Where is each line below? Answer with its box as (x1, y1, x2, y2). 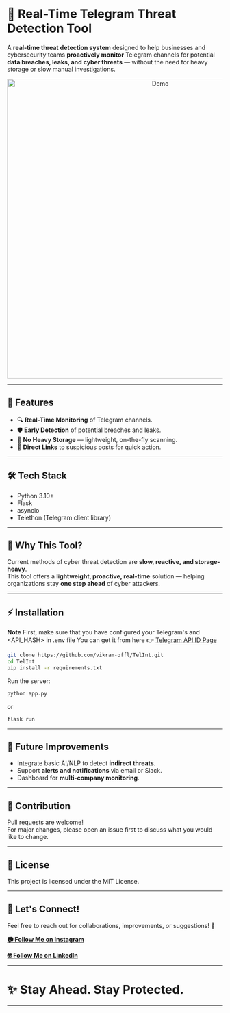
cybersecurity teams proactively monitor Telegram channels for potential (7, 51, 216, 59)
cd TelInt (7, 658, 36, 665)
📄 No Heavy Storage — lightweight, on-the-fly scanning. (16, 435, 178, 444)
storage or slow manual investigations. (7, 65, 116, 73)
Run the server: (7, 677, 51, 685)
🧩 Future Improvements (7, 741, 110, 752)
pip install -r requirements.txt (7, 664, 103, 671)
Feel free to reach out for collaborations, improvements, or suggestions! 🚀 (7, 921, 216, 929)
